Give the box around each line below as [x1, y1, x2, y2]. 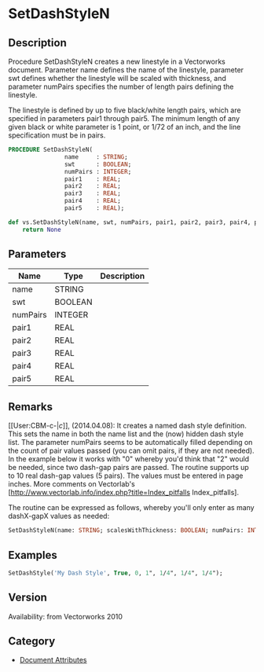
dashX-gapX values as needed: [8, 512, 110, 521]
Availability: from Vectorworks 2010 [8, 611, 123, 621]
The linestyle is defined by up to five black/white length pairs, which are [8, 105, 241, 115]
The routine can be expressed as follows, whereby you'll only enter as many [8, 503, 255, 512]
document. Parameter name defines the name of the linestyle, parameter [8, 65, 244, 75]
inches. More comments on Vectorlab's [8, 479, 136, 489]
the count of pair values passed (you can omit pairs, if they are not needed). [8, 446, 255, 456]
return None [22, 226, 61, 233]
